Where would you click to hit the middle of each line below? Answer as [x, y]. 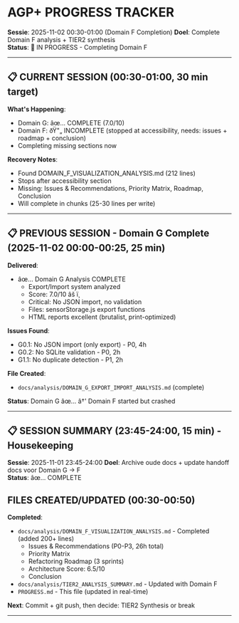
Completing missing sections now [67, 145]
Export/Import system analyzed [74, 286]
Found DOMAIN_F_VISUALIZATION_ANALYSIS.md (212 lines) [106, 173]
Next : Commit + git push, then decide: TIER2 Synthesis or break [101, 605]
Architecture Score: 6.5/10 [67, 569]
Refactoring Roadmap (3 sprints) [76, 561]
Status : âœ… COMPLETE [44, 478]
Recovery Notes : [33, 159]
